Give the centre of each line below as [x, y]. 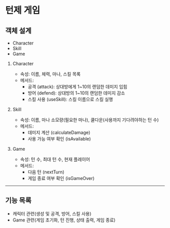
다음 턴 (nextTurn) [46, 172]
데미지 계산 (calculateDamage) [59, 132]
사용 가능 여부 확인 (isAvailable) [59, 139]
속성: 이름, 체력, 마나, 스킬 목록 [50, 74]
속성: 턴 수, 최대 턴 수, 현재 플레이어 [55, 159]
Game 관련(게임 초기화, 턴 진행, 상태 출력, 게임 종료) [64, 220]
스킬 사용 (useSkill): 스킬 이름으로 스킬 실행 [70, 99]
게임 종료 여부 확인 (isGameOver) [61, 178]
